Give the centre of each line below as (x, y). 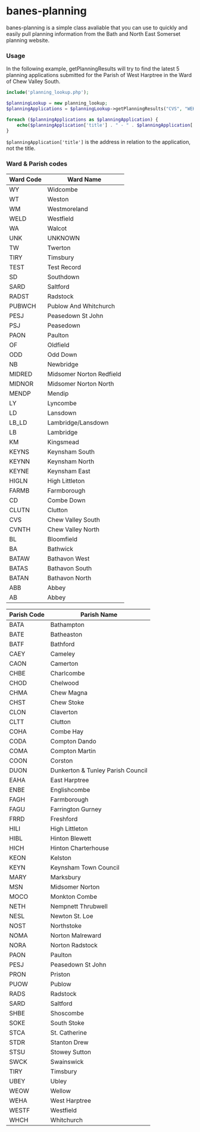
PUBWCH (23, 306)
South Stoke (67, 1023)
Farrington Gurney (76, 809)
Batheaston (66, 634)
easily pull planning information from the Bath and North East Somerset (93, 33)
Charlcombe (68, 673)
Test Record (64, 267)
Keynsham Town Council (85, 867)
